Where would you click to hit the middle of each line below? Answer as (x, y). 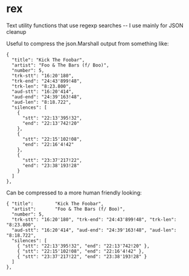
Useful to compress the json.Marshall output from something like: (88, 43)
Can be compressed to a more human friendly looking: (74, 193)
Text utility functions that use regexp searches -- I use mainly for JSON (95, 25)
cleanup (16, 31)
